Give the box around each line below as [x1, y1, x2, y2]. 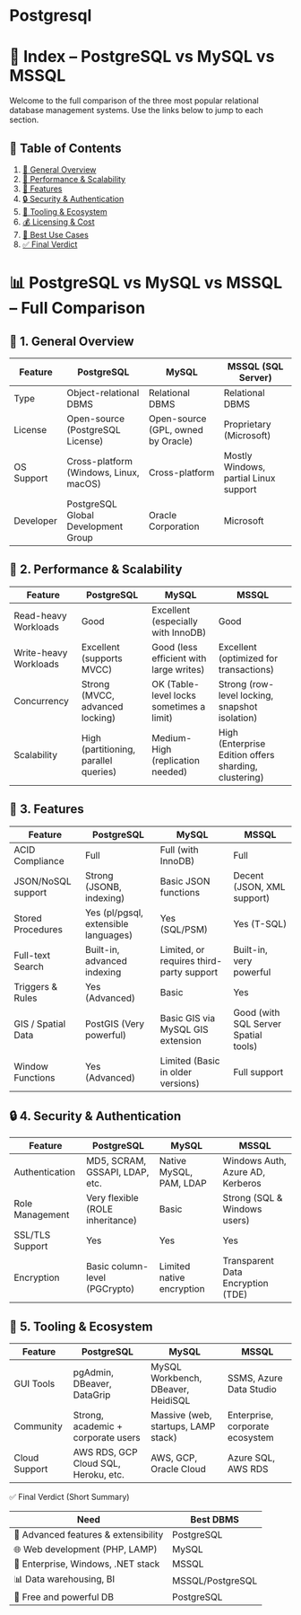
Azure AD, [222, 1166, 266, 1178]
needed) [151, 765, 188, 778]
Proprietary [223, 418, 271, 430]
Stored [13, 912, 42, 924]
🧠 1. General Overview [9, 333, 134, 349]
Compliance [13, 854, 64, 867]
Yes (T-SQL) [232, 917, 288, 930]
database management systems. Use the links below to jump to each [9, 105, 264, 116]
